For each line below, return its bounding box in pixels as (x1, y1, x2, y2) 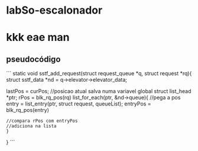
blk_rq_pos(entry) (6, 107, 49, 114)
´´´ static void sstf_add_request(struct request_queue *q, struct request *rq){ (6, 70, 192, 77)
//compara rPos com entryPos (6, 118, 78, 124)
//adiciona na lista (6, 123, 57, 129)
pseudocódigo (6, 54, 61, 64)
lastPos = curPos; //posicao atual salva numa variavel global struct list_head (6, 88, 191, 95)
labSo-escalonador (6, 4, 103, 17)
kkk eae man (6, 31, 70, 44)
